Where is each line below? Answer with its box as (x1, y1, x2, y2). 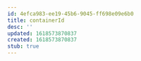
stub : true (7, 43, 39, 50)
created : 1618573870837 (7, 36, 78, 43)
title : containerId (7, 17, 65, 24)
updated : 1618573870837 (7, 29, 78, 37)
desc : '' (7, 23, 33, 30)
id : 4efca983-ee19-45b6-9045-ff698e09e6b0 (7, 10, 134, 18)
